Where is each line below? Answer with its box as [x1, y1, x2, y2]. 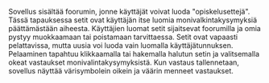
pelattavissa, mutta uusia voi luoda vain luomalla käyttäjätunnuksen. [8, 41, 234, 50]
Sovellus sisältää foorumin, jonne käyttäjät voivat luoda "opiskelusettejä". [8, 7, 250, 16]
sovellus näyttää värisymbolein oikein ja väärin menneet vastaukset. [8, 66, 234, 75]
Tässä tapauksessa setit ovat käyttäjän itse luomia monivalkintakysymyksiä [8, 15, 258, 25]
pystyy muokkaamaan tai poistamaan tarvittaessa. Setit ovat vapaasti [8, 32, 238, 41]
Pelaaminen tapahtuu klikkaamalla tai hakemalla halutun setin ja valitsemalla [8, 49, 260, 58]
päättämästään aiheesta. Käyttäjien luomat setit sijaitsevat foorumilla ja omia [8, 24, 262, 33]
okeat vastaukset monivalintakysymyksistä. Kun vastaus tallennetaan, [8, 57, 240, 67]
